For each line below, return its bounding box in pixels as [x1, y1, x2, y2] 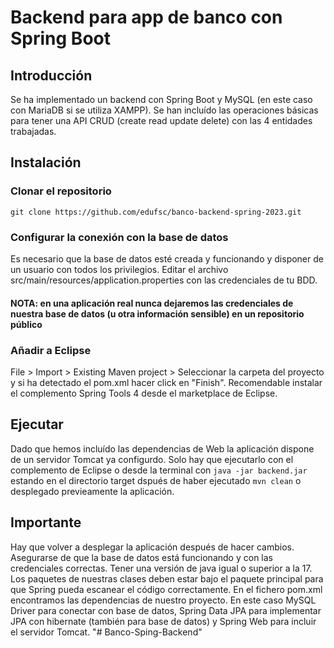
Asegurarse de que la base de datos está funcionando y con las [10, 551, 273, 563]
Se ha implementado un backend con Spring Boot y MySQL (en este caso [10, 94, 313, 105]
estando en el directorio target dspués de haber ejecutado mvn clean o [10, 474, 302, 486]
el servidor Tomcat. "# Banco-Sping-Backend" [10, 626, 203, 638]
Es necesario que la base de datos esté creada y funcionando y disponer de [10, 252, 324, 265]
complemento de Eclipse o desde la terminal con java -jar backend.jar [10, 464, 308, 476]
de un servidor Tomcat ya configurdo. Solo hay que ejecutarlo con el [10, 453, 294, 465]
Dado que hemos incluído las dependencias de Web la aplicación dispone [10, 442, 315, 455]
